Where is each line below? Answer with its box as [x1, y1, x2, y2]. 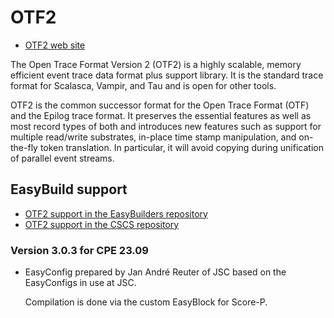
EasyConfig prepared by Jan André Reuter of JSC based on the [24, 266, 287, 278]
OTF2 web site [24, 39, 86, 51]
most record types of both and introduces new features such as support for [10, 120, 322, 132]
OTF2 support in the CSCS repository [24, 218, 180, 230]
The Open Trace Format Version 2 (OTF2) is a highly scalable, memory [10, 58, 302, 70]
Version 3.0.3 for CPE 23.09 [10, 243, 149, 257]
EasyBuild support [10, 181, 128, 198]
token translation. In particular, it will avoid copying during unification [39, 141, 324, 153]
